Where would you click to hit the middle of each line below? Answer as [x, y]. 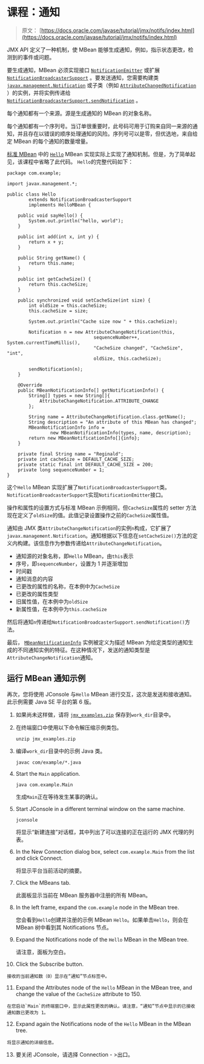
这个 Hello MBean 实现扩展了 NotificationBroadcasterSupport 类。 [88, 487]
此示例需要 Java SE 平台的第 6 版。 [51, 702]
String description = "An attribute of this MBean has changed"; [113, 422]
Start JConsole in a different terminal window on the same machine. [100, 808]
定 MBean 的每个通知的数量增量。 [49, 141]
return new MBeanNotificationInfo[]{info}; [84, 438]
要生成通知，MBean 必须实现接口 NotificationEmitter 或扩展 [84, 70]
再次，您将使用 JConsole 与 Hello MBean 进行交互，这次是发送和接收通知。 [101, 694]
